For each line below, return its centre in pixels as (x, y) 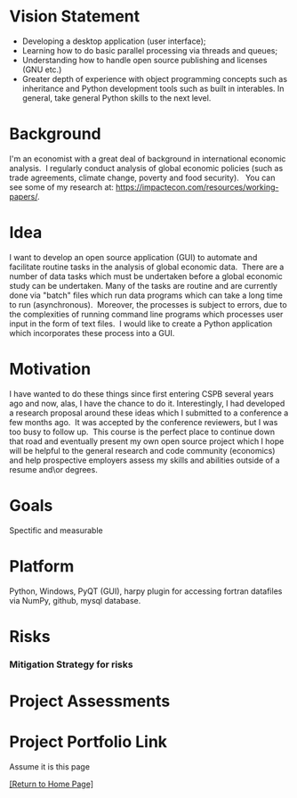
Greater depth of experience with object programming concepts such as (154, 78)
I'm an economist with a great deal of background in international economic (148, 159)
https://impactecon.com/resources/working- (197, 187)
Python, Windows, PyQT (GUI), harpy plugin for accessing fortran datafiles (146, 591)
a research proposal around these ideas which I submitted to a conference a (149, 413)
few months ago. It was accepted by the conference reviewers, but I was (144, 422)
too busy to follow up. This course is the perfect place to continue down (142, 432)
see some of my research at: (61, 187)
